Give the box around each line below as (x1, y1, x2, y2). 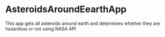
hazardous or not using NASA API (5, 25, 77, 31)
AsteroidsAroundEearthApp (5, 4, 127, 15)
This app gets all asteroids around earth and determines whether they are (5, 20, 160, 26)
